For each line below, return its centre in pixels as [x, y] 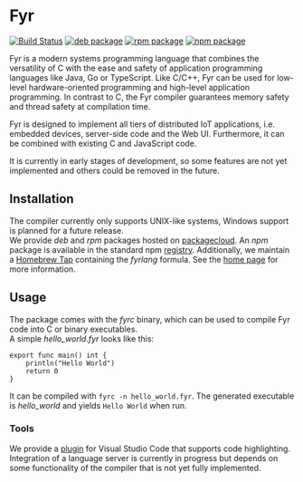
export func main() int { [58, 355]
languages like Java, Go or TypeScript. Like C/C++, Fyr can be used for [142, 77]
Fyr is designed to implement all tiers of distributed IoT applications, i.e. [142, 124]
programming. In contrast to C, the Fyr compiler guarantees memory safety [149, 97]
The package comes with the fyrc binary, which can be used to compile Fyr [150, 319]
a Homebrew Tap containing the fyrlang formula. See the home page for [144, 259]
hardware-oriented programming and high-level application [139, 87]
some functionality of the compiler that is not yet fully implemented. [135, 468]
